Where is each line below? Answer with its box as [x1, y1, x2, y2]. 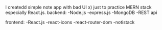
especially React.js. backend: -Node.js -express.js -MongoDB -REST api [5, 9, 157, 15]
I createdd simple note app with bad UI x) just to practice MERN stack [5, 4, 152, 10]
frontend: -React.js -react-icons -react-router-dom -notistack [5, 19, 135, 25]
